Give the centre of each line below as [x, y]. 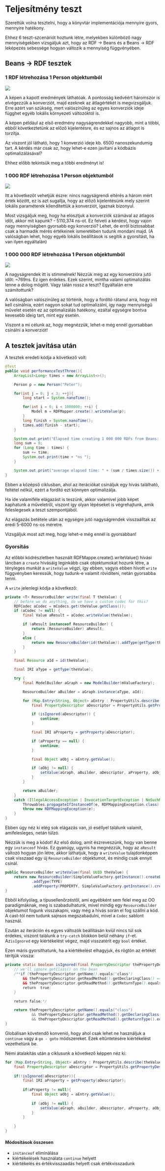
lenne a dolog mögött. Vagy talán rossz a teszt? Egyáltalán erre [69, 285]
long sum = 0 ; [28, 443]
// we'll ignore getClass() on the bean [56, 970]
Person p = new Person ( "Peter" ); [48, 385]
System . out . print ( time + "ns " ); [57, 457]
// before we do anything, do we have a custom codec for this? [81, 602]
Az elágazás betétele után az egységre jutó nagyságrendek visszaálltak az [81, 519]
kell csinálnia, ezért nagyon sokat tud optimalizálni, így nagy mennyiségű [79, 305]
